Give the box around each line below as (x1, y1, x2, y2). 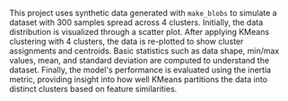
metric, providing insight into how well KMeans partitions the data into (9, 74, 267, 84)
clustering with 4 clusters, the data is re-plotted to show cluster (9, 36, 244, 46)
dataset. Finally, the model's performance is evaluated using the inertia (9, 64, 272, 75)
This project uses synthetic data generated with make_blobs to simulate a (9, 8, 277, 18)
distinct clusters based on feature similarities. (9, 84, 178, 94)
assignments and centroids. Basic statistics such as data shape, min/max (9, 46, 280, 56)
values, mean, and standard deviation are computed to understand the (9, 55, 270, 65)
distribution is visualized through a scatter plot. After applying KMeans (9, 27, 270, 37)
